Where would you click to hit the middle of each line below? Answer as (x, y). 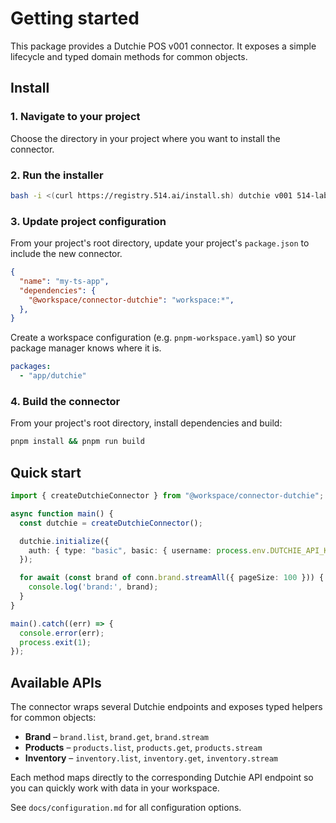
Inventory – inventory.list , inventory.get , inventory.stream (151, 758)
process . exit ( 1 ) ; (55, 642)
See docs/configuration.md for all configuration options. (126, 808)
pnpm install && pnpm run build (77, 442)
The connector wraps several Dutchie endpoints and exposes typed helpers (166, 707)
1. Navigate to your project (75, 117)
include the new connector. (66, 254)
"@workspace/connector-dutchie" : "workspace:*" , (131, 300)
